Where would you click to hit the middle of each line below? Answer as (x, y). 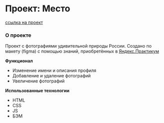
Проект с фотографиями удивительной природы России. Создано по (79, 46)
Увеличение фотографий (39, 81)
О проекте (18, 35)
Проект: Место (38, 9)
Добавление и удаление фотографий (51, 76)
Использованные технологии (37, 91)
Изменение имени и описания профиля (54, 70)
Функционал (19, 61)
